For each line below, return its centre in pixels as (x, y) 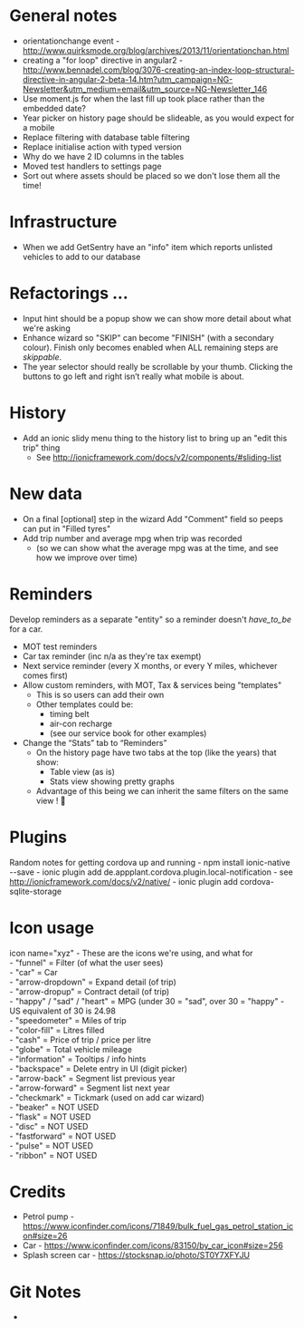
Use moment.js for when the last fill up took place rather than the (143, 98)
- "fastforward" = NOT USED (63, 1136)
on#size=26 (45, 1236)
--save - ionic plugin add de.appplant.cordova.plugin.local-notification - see (152, 872)
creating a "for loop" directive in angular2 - (103, 60)
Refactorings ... (69, 293)
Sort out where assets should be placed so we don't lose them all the (151, 175)
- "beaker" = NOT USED (54, 1107)
